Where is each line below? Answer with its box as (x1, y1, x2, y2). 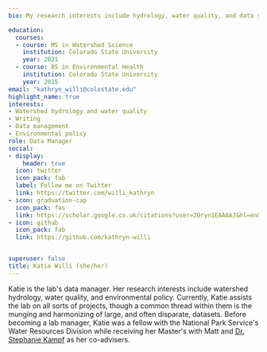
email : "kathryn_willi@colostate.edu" (8, 85, 137, 93)
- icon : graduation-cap (8, 196, 87, 204)
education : (8, 25, 44, 34)
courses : (15, 33, 44, 41)
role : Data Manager (8, 137, 73, 145)
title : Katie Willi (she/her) (8, 262, 109, 270)
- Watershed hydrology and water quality (8, 108, 148, 115)
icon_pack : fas (15, 204, 66, 212)
